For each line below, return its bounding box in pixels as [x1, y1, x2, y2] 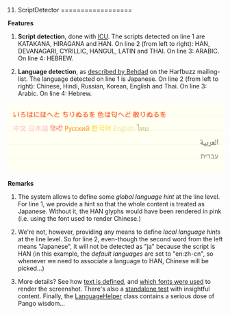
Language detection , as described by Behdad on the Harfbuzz [17, 68, 196, 75]
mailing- [196, 68, 221, 75]
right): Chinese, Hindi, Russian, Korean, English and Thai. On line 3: [17, 82, 207, 90]
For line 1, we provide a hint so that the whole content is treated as [17, 200, 205, 208]
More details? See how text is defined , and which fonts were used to [17, 278, 212, 286]
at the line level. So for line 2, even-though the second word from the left [17, 235, 223, 243]
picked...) [17, 264, 45, 273]
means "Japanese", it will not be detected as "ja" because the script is [17, 243, 216, 251]
